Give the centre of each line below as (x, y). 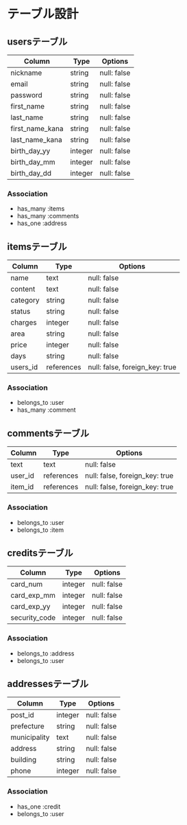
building (23, 760)
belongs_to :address (46, 653)
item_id (22, 487)
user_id (22, 476)
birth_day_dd (31, 173)
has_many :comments (48, 216)
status (21, 312)
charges (24, 323)
